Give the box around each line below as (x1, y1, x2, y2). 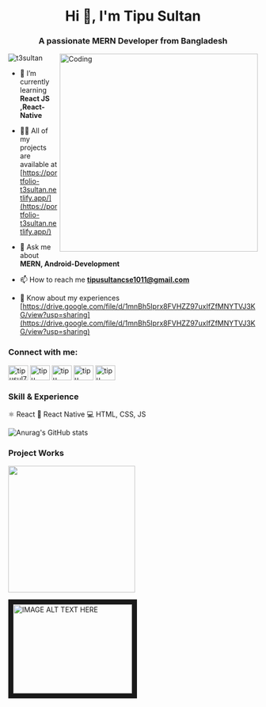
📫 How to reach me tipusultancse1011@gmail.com (19, 275, 190, 284)
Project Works (8, 447, 65, 458)
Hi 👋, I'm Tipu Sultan (65, 7, 201, 25)
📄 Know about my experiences (19, 293, 120, 303)
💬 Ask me (19, 242, 51, 252)
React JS (19, 94, 50, 104)
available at (19, 160, 58, 169)
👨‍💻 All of (19, 126, 49, 135)
